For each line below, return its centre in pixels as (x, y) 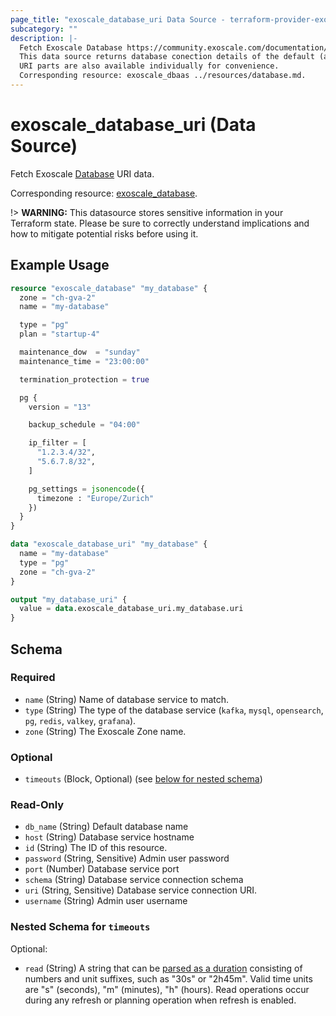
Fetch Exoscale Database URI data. (82, 173)
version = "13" (60, 407)
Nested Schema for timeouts (80, 927)
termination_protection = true (84, 379)
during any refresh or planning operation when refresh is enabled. (160, 1000)
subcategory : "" (44, 29)
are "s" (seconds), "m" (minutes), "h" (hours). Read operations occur (167, 989)
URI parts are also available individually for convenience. (149, 66)
